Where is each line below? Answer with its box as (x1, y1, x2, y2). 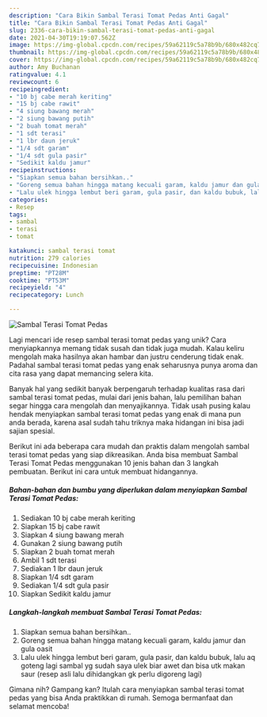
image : (9, 41, 31, 49)
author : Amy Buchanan (9, 63, 81, 71)
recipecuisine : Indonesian (9, 261, 98, 269)
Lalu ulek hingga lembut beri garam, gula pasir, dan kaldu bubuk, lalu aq (20, 652, 256, 662)
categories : (9, 196, 48, 204)
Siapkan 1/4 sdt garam (20, 572, 94, 582)
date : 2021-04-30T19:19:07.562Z (9, 33, 116, 42)
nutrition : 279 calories (9, 254, 91, 262)
